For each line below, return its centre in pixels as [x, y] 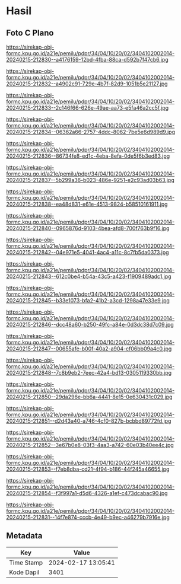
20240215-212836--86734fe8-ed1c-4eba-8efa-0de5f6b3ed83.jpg [88, 156]
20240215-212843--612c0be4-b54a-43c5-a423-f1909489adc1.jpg [89, 276]
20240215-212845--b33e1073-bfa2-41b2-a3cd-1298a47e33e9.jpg [88, 300]
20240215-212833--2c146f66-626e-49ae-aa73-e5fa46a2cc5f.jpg [88, 108]
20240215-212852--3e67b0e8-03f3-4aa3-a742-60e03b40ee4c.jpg [90, 445]
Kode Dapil [24, 572]
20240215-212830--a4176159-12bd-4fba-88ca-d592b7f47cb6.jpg [88, 60]
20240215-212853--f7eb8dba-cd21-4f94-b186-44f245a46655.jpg [88, 469]
